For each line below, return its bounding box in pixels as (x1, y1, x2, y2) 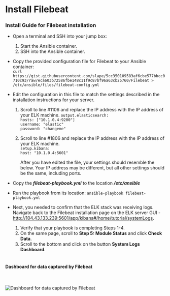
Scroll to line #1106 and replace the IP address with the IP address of (20, 107, 164, 113)
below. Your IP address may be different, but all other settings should (20, 165, 165, 171)
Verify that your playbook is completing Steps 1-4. (20, 225, 125, 231)
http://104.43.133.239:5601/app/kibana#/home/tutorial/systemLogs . (12, 215, 154, 221)
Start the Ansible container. (20, 43, 78, 49)
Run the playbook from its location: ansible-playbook (12, 190, 123, 196)
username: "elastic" (20, 122, 64, 127)
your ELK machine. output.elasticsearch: (20, 112, 109, 118)
